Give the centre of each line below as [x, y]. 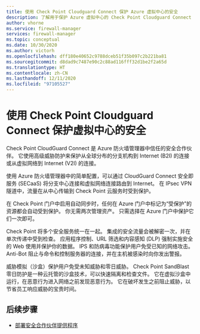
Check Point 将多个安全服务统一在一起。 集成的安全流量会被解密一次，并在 [99, 231]
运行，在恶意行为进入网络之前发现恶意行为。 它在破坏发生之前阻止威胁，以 [99, 281]
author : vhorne [25, 23]
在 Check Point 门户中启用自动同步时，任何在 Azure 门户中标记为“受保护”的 [99, 204]
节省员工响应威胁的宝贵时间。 [43, 289]
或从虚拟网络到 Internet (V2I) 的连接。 [53, 163]
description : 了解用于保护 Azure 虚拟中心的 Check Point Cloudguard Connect [99, 17]
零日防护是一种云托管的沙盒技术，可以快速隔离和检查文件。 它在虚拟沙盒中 [99, 274]
